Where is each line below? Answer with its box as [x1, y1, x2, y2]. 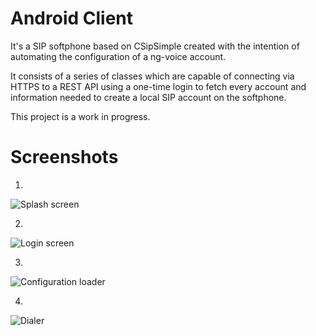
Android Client [10, 7, 133, 30]
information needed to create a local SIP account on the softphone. [10, 91, 287, 103]
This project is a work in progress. [10, 110, 151, 122]
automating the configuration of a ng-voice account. [10, 50, 227, 62]
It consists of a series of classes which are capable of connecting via [10, 70, 295, 82]
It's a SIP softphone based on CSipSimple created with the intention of [10, 40, 300, 52]
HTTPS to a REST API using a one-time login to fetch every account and [10, 80, 307, 92]
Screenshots [10, 146, 119, 169]
